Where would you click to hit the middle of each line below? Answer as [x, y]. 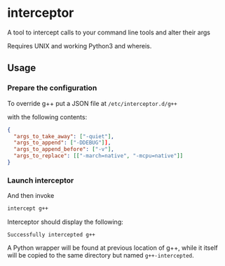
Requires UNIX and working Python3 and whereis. [80, 46]
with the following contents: [47, 117]
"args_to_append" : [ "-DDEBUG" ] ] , [62, 143]
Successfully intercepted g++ [52, 235]
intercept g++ [28, 208]
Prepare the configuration [52, 88]
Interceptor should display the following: [66, 222]
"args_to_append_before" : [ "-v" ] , [64, 149]
